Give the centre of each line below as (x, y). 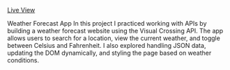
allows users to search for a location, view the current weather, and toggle (114, 38)
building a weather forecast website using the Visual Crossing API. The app (115, 31)
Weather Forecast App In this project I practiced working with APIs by (107, 23)
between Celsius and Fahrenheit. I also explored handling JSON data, (107, 45)
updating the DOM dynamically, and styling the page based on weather (109, 53)
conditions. (23, 60)
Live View (21, 10)
